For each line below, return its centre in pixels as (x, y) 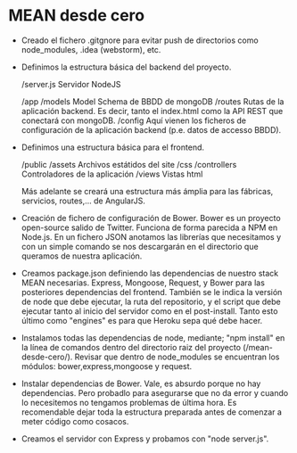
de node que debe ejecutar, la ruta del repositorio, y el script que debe (151, 301)
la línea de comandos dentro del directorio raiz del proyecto (131, 347)
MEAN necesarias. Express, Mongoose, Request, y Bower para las (143, 283)
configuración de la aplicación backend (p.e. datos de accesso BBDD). (151, 129)
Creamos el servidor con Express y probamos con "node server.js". (145, 439)
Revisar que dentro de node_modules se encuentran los (177, 357)
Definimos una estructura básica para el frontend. (113, 147)
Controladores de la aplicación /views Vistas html (112, 174)
